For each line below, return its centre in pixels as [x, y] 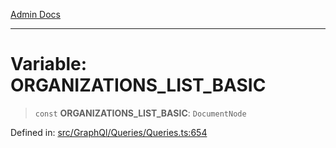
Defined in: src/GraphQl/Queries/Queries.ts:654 [109, 132]
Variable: [49, 64]
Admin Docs [35, 14]
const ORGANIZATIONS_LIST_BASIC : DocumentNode [140, 113]
